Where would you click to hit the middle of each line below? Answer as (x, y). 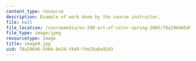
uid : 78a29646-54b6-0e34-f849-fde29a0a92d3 (60, 49)
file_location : (24, 28)
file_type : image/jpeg (34, 33)
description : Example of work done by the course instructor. (83, 17)
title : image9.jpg (28, 44)
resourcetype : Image (31, 38)
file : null (19, 22)
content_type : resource (35, 11)
